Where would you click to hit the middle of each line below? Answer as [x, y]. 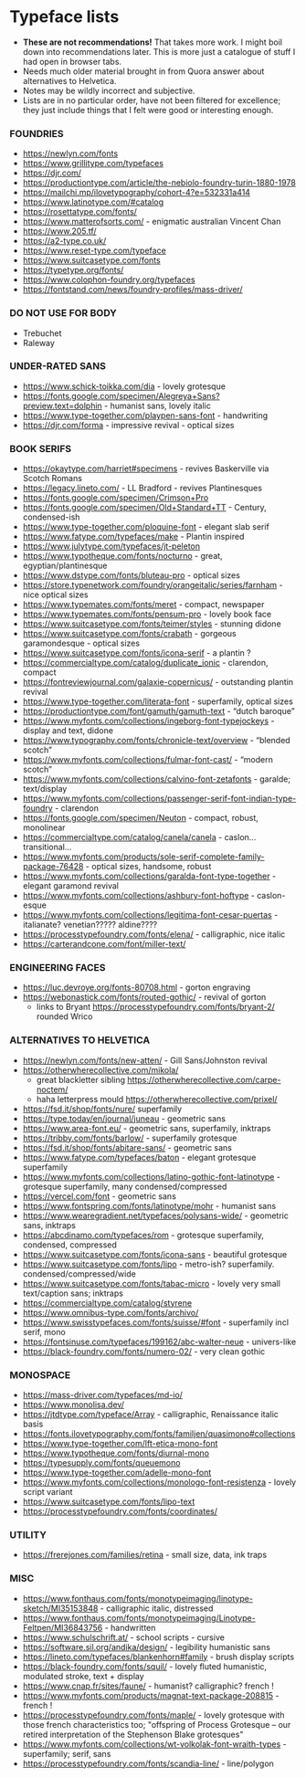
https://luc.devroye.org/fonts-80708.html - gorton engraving [137, 987]
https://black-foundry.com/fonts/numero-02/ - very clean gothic [144, 1351]
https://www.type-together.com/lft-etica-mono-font [120, 1444]
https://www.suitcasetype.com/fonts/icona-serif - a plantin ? [137, 653]
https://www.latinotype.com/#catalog [93, 202]
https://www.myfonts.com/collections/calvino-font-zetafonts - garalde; [156, 779]
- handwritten [130, 1627]
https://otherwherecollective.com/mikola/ [100, 1069]
